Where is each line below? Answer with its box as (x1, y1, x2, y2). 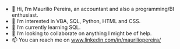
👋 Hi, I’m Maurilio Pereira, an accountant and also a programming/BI (11, 6, 175, 12)
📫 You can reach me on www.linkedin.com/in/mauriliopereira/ (11, 36, 161, 43)
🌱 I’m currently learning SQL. (11, 24, 81, 31)
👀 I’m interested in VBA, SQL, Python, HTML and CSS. (11, 18, 141, 24)
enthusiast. (11, 12, 39, 18)
